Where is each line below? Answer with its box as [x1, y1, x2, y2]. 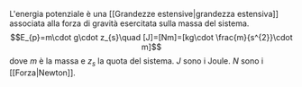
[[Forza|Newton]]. [9, 67, 77, 78]
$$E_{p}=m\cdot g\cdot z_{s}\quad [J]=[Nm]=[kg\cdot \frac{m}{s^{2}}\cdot [10, 32, 293, 42]
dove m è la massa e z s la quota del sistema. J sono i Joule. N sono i [9, 56, 264, 68]
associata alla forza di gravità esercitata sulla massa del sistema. [9, 18, 250, 29]
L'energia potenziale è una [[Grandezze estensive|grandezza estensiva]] [9, 9, 279, 19]
